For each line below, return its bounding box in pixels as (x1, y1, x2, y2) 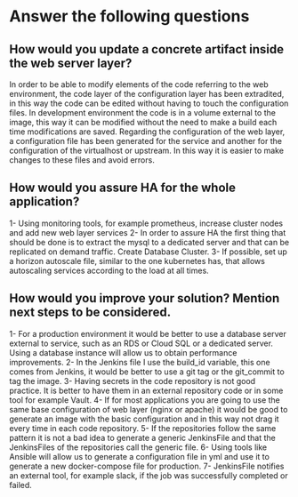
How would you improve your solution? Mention (9, 291, 280, 306)
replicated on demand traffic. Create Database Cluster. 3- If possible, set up (9, 246, 287, 257)
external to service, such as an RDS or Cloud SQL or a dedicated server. (9, 338, 274, 349)
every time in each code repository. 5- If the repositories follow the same (9, 422, 277, 433)
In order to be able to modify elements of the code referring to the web (9, 79, 269, 90)
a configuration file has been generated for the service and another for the (9, 136, 283, 146)
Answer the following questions (9, 6, 250, 27)
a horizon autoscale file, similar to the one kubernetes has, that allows (9, 255, 265, 266)
